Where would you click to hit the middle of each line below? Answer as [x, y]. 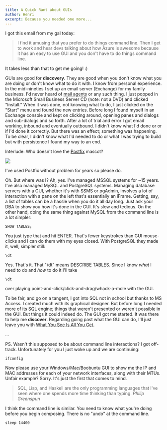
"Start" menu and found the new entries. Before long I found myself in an [80, 110]
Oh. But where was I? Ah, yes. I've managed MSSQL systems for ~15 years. [82, 180]
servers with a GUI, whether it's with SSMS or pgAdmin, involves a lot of [79, 191]
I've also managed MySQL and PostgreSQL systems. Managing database [80, 186]
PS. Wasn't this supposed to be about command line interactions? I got [78, 344]
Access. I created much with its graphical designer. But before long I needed [83, 304]
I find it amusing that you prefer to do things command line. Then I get [89, 43]
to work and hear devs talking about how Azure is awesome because [88, 48]
